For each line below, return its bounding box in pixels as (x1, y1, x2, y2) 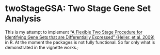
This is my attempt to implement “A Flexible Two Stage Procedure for (5, 29, 143, 35)
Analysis (5, 13, 41, 24)
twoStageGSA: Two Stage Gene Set (5, 3, 151, 14)
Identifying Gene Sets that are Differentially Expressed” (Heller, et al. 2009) (5, 34, 155, 40)
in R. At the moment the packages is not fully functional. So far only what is (5, 39, 155, 45)
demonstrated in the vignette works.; (5, 44, 79, 50)
